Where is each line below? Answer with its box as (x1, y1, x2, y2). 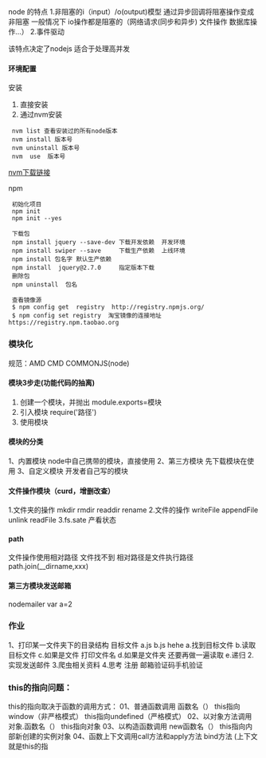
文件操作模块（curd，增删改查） (8, 486, 115, 495)
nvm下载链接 (8, 168, 51, 177)
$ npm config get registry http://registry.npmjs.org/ (11, 303, 205, 311)
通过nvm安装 (19, 110, 62, 120)
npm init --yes (11, 215, 62, 223)
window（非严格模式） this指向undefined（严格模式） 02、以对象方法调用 (8, 712, 252, 721)
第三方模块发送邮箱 (8, 581, 72, 590)
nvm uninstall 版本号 (11, 144, 80, 152)
